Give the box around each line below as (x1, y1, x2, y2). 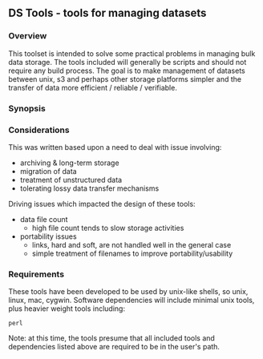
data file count (19, 214, 68, 224)
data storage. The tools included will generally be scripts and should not (8, 57, 247, 67)
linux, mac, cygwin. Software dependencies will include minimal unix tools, (8, 296, 255, 305)
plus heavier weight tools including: (8, 304, 126, 313)
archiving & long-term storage (19, 158, 119, 167)
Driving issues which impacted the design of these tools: (8, 199, 196, 208)
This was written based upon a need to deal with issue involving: (8, 142, 222, 151)
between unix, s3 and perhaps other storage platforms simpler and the (8, 74, 242, 83)
